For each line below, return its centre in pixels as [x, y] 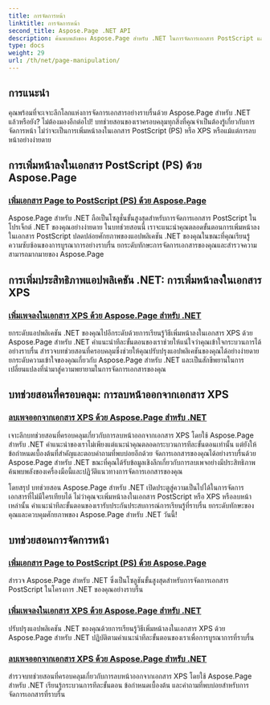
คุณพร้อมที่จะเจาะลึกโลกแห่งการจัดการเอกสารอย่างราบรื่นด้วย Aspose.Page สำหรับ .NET [129, 112]
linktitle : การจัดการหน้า [44, 23]
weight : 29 [27, 53]
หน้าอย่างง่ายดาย [30, 139]
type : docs [27, 46]
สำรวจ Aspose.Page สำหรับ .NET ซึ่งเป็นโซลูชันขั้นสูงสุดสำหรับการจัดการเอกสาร [119, 581]
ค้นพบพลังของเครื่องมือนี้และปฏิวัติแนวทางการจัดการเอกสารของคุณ [96, 471]
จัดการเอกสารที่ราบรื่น [37, 695]
